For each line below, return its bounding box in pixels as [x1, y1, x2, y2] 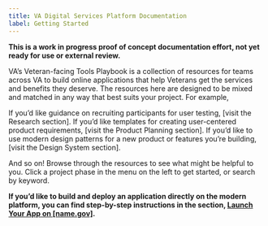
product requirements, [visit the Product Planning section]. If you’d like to [8, 125, 253, 135]
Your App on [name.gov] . [8, 208, 96, 218]
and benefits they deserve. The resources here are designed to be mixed [8, 83, 253, 93]
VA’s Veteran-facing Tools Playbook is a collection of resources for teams [8, 66, 254, 76]
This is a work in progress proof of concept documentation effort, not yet [8, 41, 260, 51]
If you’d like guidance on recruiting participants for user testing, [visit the [8, 107, 252, 118]
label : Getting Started [8, 20, 89, 28]
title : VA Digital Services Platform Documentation [8, 11, 187, 20]
